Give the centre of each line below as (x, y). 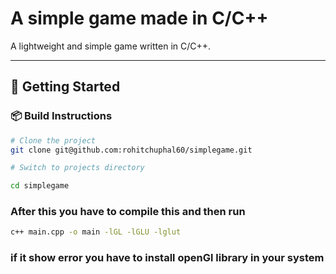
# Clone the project (53, 140)
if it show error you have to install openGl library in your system (167, 258)
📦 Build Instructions (61, 116)
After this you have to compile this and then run (128, 212)
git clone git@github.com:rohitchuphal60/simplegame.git (131, 150)
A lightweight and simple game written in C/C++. (111, 46)
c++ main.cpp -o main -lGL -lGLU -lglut (96, 232)
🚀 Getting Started (65, 87)
